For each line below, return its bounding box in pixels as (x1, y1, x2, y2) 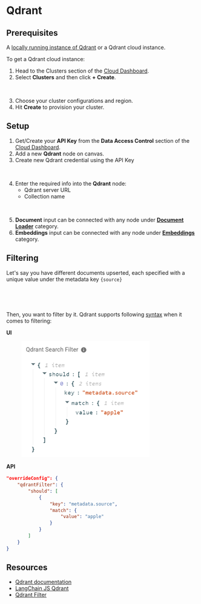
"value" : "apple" (60, 514, 104, 520)
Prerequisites (6, 28, 58, 38)
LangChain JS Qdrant (15, 585, 69, 592)
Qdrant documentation (15, 579, 72, 586)
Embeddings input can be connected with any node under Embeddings (15, 229, 195, 236)
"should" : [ (28, 488, 59, 494)
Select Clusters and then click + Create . (15, 74, 116, 80)
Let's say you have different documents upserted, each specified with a (6, 269, 185, 276)
